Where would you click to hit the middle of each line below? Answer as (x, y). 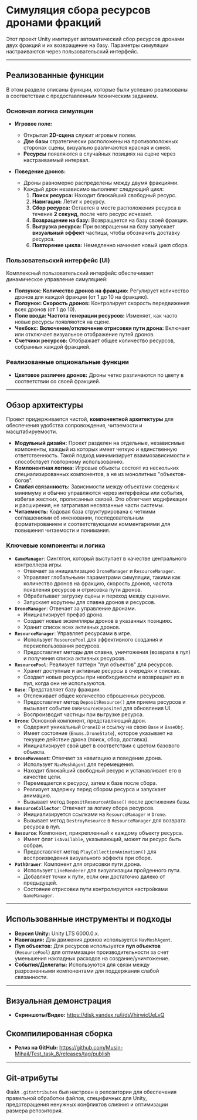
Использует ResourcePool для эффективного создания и (93, 639)
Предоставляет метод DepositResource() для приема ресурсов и (104, 701)
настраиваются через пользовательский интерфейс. (72, 51)
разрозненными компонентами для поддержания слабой (87, 971)
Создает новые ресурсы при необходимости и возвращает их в (104, 677)
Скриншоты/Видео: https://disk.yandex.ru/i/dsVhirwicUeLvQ (89, 1015)
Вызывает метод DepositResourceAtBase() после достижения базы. (107, 801)
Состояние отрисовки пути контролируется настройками (96, 889)
